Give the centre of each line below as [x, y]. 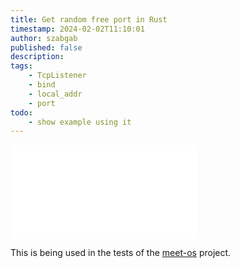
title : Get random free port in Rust [89, 19]
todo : [21, 112]
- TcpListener [57, 76]
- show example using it [80, 122]
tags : [21, 66]
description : [37, 57]
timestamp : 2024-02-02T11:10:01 [77, 29]
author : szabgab [44, 38]
